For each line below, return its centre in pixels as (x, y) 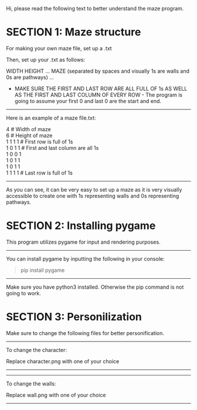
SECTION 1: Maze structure (74, 32)
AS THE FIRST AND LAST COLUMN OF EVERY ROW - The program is (98, 95)
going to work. (23, 293)
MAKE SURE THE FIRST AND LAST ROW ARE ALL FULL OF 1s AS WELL (101, 88)
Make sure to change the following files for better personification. (85, 333)
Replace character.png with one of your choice (63, 361)
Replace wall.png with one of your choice (56, 395)
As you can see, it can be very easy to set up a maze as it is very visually (94, 189)
